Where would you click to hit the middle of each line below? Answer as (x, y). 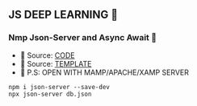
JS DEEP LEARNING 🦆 (63, 15)
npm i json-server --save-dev (59, 87)
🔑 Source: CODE (47, 55)
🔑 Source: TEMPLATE (56, 63)
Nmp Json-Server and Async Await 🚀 (83, 38)
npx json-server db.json (50, 94)
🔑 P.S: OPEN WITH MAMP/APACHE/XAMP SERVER (105, 72)
